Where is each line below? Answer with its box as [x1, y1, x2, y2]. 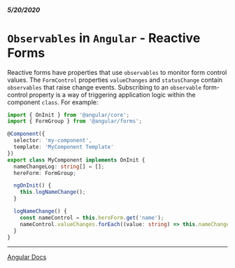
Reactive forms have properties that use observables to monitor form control [7, 68, 227, 76]
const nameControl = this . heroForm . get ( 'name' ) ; [20, 214, 164, 221]
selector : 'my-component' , [13, 137, 92, 144]
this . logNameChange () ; [20, 189, 86, 196]
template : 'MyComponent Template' [13, 143, 114, 150]
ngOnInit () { [13, 182, 52, 189]
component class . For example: [7, 98, 99, 106]
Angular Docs [7, 253, 47, 262]
